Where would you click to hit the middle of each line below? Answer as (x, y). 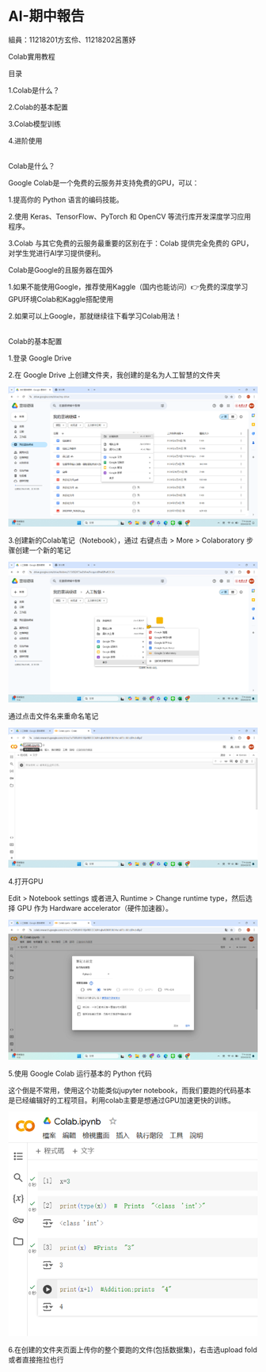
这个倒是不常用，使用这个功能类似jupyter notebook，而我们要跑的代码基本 (130, 1091)
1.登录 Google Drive (40, 358)
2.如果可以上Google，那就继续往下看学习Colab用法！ (95, 316)
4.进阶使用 (25, 140)
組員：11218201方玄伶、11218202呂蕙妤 (72, 40)
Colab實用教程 (32, 56)
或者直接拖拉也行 (36, 1359)
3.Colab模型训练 (35, 124)
